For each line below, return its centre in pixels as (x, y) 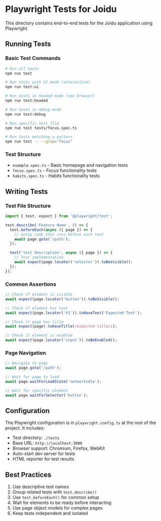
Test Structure (23, 154)
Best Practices (28, 475)
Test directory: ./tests (36, 438)
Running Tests (28, 44)
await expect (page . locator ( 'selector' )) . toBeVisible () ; (74, 262)
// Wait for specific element (37, 391)
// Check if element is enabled (39, 336)
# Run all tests (22, 68)
